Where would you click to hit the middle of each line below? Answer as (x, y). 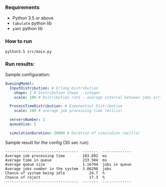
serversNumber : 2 (27, 120)
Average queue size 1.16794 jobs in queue (68, 164)
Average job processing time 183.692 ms (56, 156)
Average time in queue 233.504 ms (56, 160)
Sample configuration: (28, 74)
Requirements (22, 7)
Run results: (20, 64)
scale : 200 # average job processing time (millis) (68, 111)
